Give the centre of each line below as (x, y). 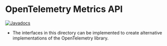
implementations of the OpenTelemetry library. (60, 38)
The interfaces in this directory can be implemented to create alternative (87, 32)
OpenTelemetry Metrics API (64, 9)
